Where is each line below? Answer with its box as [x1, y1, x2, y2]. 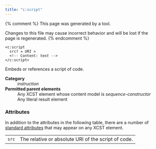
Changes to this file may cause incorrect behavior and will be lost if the [5, 30, 148, 36]
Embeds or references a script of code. [5, 66, 84, 72]
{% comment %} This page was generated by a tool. [5, 21, 111, 26]
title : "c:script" [5, 7, 43, 12]
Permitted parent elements [5, 86, 61, 92]
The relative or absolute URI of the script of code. [20, 135, 133, 142]
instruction [17, 81, 39, 86]
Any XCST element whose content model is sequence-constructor [17, 91, 151, 97]
